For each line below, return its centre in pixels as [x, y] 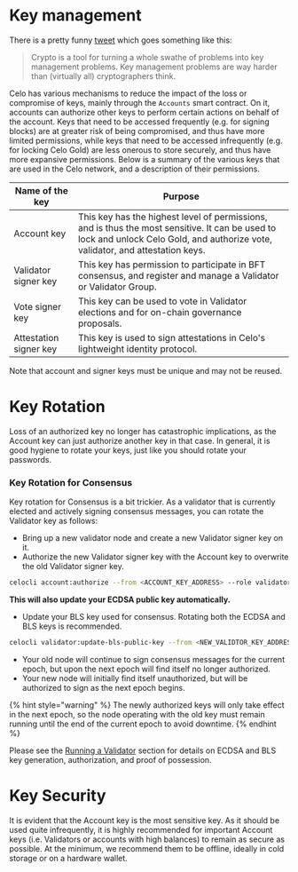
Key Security [58, 796]
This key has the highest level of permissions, [173, 217]
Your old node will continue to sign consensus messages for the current [153, 659]
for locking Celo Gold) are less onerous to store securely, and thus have [140, 150]
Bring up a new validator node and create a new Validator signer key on [153, 538]
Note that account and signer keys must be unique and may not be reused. [146, 370]
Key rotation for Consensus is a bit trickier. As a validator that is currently [142, 502]
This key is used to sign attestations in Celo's [172, 337]
